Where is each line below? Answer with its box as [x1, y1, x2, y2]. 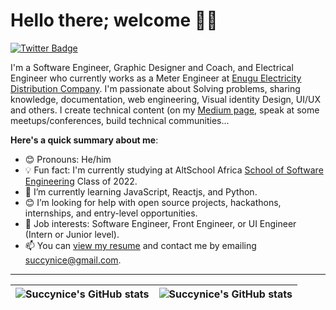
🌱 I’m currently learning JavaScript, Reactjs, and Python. [24, 185, 258, 198]
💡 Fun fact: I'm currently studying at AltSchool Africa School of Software [24, 164, 324, 176]
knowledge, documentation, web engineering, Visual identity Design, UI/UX [10, 93, 321, 105]
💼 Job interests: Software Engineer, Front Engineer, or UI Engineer [24, 217, 297, 229]
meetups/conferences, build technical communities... [10, 114, 230, 126]
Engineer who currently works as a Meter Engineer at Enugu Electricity [10, 72, 302, 84]
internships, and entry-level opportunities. [24, 207, 198, 219]
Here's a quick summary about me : [10, 134, 159, 146]
